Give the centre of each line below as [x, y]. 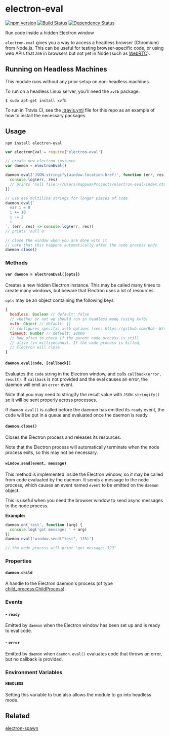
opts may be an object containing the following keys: [60, 300]
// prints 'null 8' [26, 231]
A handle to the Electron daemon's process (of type [59, 583]
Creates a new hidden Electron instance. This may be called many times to [83, 285]
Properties [18, 561]
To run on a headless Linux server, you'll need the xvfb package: [73, 91]
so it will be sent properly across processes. [51, 400]
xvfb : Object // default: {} [40, 324]
